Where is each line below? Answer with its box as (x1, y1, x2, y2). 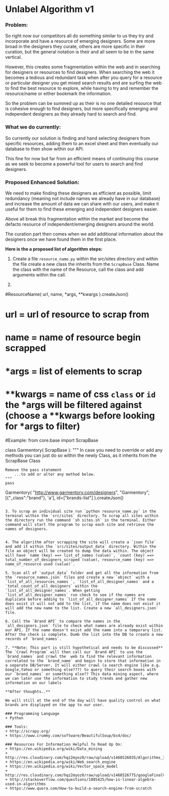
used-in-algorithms (5, 781, 46, 786)
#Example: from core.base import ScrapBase (5, 437, 99, 443)
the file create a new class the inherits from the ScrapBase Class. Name (12, 261, 159, 267)
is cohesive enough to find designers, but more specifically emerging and (5, 106, 158, 112)
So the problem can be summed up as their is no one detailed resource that (5, 101, 162, 107)
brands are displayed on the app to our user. (5, 702, 105, 707)
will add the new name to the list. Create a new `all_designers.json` (5, 606, 158, 611)
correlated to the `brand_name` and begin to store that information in (5, 658, 161, 663)
